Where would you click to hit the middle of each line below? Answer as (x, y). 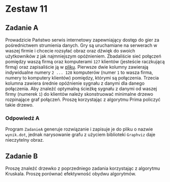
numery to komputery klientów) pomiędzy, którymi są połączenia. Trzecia (82, 78)
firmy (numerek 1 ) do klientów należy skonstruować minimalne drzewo (79, 94)
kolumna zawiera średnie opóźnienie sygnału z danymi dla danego (75, 83)
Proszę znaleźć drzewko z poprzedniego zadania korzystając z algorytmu (83, 168)
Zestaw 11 (26, 9)
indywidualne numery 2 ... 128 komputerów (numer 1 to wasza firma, (79, 72)
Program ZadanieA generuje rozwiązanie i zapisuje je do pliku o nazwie (79, 129)
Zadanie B (22, 156)
